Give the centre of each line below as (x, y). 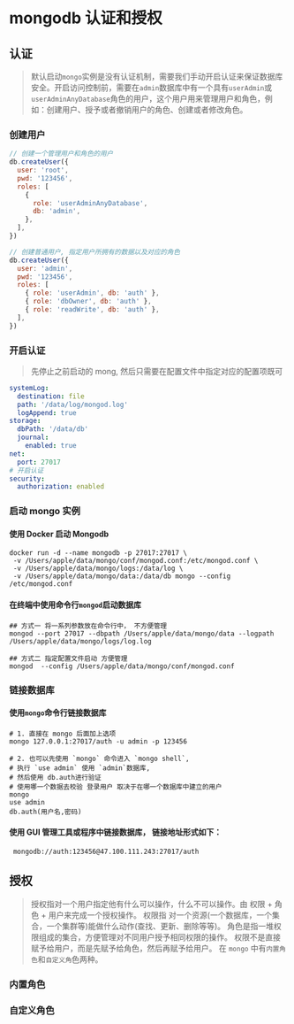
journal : (33, 438)
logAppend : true (47, 412)
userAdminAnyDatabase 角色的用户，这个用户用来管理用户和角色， (147, 99)
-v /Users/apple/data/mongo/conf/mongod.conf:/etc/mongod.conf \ (136, 561)
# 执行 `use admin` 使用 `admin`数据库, (80, 768)
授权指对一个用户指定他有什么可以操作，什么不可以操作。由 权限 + (151, 904)
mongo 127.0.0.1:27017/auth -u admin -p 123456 (98, 741)
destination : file (51, 396)
